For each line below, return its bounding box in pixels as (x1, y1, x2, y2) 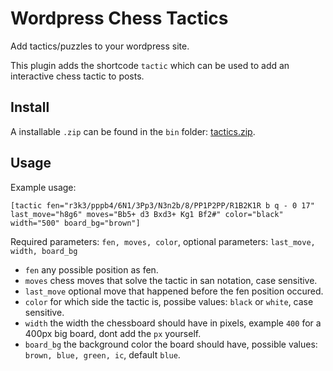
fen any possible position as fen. (24, 263, 159, 276)
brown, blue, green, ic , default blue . (24, 348, 181, 361)
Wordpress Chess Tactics (10, 7, 229, 30)
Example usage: (10, 181, 77, 193)
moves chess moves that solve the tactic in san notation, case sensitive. (24, 274, 318, 286)
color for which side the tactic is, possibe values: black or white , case (24, 295, 314, 307)
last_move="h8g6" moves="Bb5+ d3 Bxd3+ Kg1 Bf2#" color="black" (10, 209, 284, 219)
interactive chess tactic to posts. (10, 70, 145, 82)
